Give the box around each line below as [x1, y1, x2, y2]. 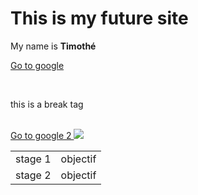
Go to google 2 [10, 129, 72, 141]
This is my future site [10, 7, 189, 30]
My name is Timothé [10, 40, 97, 52]
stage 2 [15, 168, 52, 182]
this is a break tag [10, 98, 84, 110]
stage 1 [15, 152, 52, 166]
